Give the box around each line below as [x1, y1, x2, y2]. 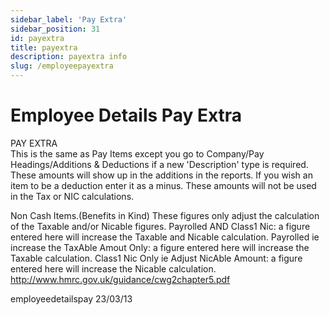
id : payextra [10, 33, 65, 43]
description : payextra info [10, 52, 128, 62]
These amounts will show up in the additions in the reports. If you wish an [10, 169, 313, 181]
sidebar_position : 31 [10, 24, 101, 34]
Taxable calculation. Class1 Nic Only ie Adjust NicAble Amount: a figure [10, 252, 303, 264]
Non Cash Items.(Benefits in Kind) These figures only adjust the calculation [10, 209, 320, 221]
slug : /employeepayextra [10, 61, 114, 71]
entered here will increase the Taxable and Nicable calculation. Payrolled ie [10, 231, 320, 243]
